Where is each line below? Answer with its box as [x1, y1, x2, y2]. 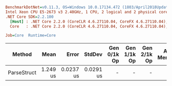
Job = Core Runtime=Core [5, 33, 56, 38]
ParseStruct [8, 69, 37, 76]
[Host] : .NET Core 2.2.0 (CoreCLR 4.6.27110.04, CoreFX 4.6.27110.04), [10, 19, 168, 24]
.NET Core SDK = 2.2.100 [5, 14, 54, 19]
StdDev [84, 51, 102, 58]
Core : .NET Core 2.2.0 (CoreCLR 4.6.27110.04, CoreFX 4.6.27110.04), [10, 24, 168, 29]
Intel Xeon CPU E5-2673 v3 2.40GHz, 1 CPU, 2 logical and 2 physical [5, 9, 157, 14]
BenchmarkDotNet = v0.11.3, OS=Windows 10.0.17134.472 [5, 5, 120, 10]
